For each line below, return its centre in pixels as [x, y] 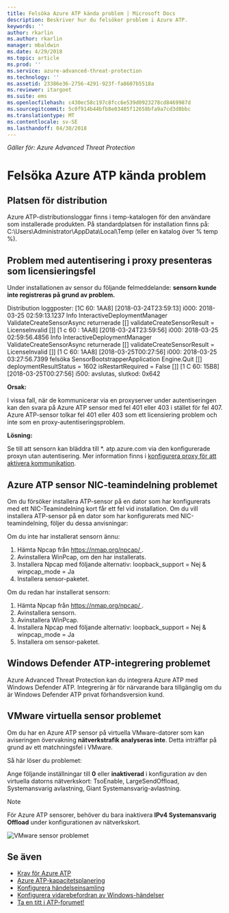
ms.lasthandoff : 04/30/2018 [47, 128]
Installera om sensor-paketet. [58, 642]
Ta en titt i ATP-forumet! [51, 903]
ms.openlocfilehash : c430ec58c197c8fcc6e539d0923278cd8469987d [99, 103]
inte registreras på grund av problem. [61, 295]
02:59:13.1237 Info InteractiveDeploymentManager [97, 315]
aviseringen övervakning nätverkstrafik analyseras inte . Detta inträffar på [112, 740]
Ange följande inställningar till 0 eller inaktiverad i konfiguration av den [107, 774]
